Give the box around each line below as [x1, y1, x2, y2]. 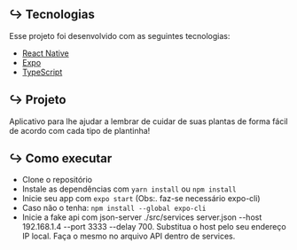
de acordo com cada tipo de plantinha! [9, 125, 151, 136]
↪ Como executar [9, 151, 113, 167]
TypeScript [21, 66, 63, 77]
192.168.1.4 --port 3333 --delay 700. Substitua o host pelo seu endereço [21, 222, 286, 232]
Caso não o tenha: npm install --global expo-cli [21, 203, 207, 214]
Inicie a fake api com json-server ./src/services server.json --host [21, 212, 262, 223]
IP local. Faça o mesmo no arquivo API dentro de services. [21, 230, 236, 242]
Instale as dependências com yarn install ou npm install [21, 184, 237, 194]
